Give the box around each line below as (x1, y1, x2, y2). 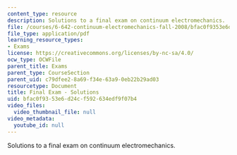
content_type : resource (7, 10, 78, 18)
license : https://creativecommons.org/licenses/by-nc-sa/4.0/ (7, 50, 194, 57)
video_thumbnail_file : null (13, 108, 97, 116)
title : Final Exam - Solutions (7, 89, 99, 96)
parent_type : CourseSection (7, 69, 90, 76)
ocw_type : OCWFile (7, 56, 61, 63)
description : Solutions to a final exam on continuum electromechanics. (7, 17, 226, 24)
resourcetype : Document (7, 82, 78, 89)
